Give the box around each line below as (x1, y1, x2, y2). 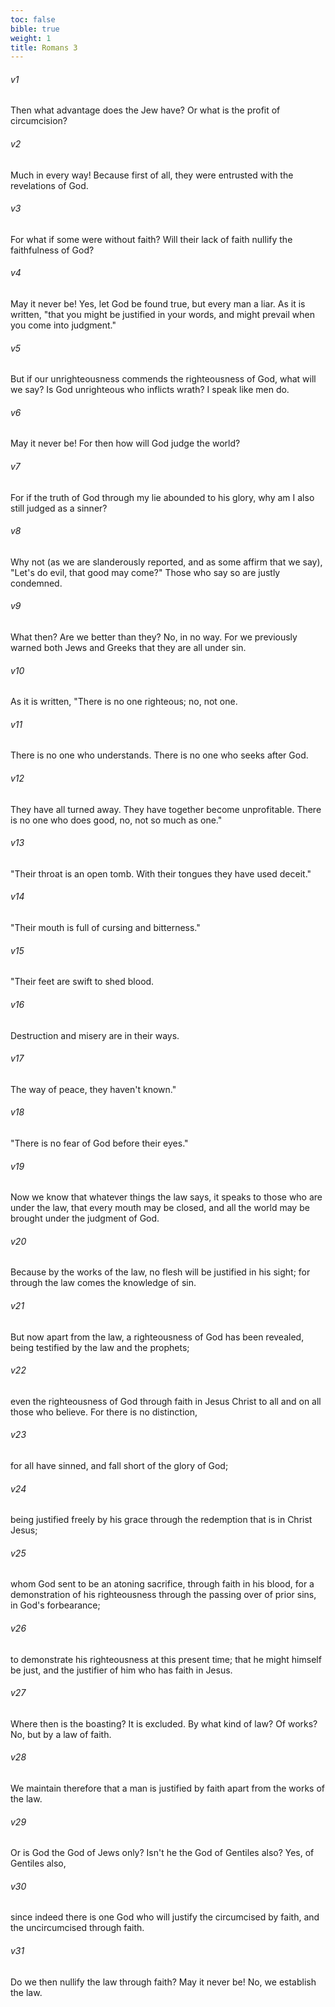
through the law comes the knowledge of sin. (10, 1277, 197, 1289)
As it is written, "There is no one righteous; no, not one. (10, 696, 238, 708)
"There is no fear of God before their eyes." (10, 1137, 189, 1149)
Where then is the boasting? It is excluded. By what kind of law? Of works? (10, 1717, 318, 1730)
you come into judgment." (10, 319, 117, 331)
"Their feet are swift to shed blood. (10, 976, 155, 988)
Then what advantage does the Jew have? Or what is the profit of (10, 104, 281, 116)
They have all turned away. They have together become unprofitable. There (10, 803, 322, 815)
